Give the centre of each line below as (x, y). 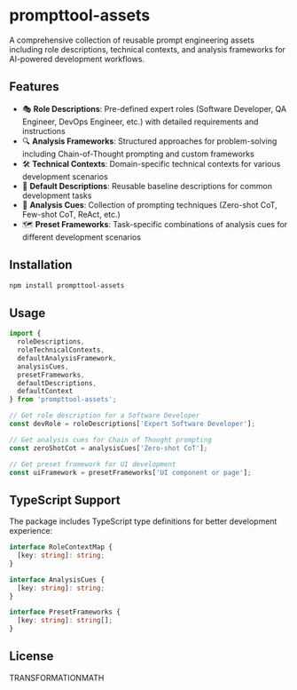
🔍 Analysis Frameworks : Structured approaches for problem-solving (149, 141)
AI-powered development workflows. (77, 59)
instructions (44, 131)
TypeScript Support (65, 500)
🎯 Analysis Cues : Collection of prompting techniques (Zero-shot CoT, (149, 204)
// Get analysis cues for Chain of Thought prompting (111, 440)
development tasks (57, 195)
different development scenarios (82, 237)
